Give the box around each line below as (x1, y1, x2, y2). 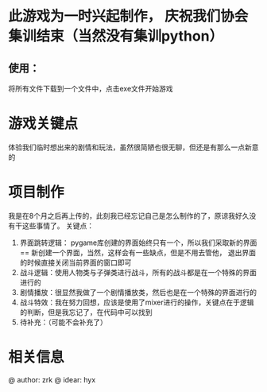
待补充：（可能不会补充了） (19, 317, 107, 327)
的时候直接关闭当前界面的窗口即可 (19, 258, 132, 267)
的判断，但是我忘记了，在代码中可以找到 (19, 307, 153, 316)
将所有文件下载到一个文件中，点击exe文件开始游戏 (8, 84, 173, 93)
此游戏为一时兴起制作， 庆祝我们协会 (8, 7, 249, 25)
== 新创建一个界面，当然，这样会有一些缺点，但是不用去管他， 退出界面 (19, 247, 257, 257)
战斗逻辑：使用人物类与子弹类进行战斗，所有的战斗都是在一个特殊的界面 (19, 267, 257, 277)
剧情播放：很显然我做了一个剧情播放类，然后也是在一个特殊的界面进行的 (19, 287, 257, 297)
